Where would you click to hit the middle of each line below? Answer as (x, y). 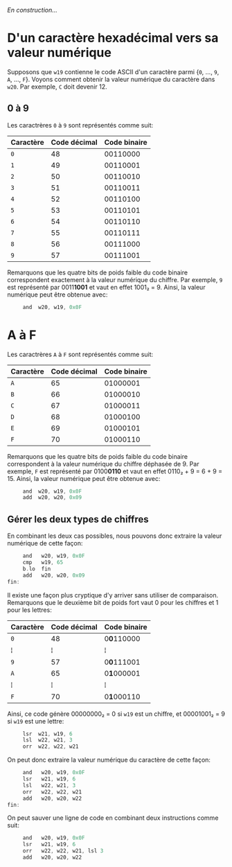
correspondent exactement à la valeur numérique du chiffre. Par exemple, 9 (115, 279)
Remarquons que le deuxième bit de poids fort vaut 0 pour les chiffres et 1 (113, 602)
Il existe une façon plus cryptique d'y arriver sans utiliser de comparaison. (113, 595)
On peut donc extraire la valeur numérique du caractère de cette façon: (109, 760)
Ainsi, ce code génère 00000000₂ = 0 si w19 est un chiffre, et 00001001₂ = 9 (116, 714)
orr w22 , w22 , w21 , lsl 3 (63, 851)
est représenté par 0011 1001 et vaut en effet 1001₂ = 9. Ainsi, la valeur (106, 287)
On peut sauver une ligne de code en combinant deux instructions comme (113, 818)
